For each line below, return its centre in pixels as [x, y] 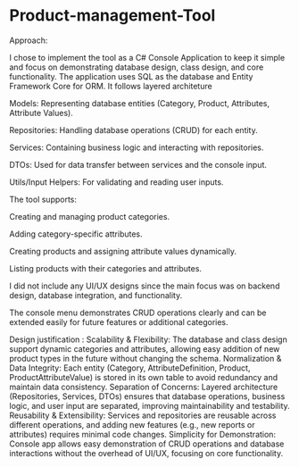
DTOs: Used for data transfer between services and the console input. [138, 164]
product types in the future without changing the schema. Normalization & [145, 358]
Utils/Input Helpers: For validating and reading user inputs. [116, 182]
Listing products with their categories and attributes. [106, 268]
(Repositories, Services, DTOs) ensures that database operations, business [147, 396]
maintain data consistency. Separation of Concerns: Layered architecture [144, 387]
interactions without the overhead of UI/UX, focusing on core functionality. [146, 453]
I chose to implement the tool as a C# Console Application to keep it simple [147, 57]
